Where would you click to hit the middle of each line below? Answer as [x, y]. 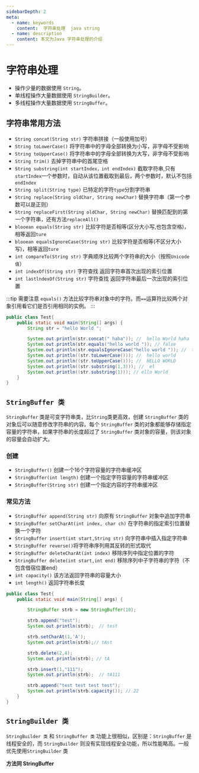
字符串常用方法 [33, 123]
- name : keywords [33, 23]
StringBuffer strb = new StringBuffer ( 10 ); [82, 610]
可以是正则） [36, 204]
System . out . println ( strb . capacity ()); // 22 [83, 691]
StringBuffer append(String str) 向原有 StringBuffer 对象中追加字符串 [102, 516]
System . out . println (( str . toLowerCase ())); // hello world [102, 355]
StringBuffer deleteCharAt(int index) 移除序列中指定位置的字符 [94, 553]
